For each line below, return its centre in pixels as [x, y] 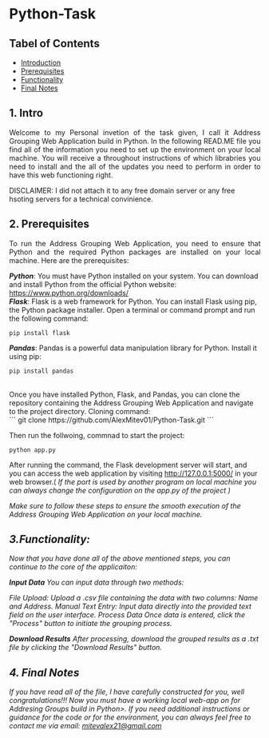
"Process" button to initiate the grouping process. [91, 624]
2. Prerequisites [49, 224]
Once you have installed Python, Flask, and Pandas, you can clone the [125, 394]
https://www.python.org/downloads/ [69, 293]
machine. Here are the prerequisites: [69, 260]
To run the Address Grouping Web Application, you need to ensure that [135, 243]
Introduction [41, 62]
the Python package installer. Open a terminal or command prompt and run [132, 309]
